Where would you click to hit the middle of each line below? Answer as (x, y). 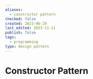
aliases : (14, 10)
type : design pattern (27, 46)
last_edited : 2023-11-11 (30, 28)
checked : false (21, 19)
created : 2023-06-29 (26, 23)
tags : (11, 38)
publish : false (21, 33)
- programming (24, 42)
